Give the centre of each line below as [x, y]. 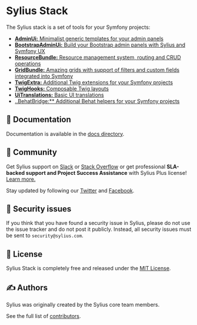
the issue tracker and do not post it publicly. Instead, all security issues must [99, 229]
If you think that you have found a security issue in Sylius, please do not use [98, 223]
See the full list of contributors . [44, 316]
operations [28, 64]
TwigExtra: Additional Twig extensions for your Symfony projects [94, 82]
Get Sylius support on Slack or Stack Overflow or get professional [86, 167]
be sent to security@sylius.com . [45, 236]
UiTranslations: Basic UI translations [59, 95]
